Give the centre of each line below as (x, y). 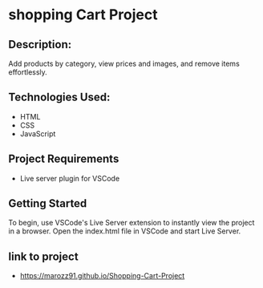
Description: (40, 45)
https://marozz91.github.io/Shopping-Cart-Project (102, 276)
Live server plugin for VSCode (70, 178)
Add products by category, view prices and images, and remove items (124, 63)
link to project (43, 256)
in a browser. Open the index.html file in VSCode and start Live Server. (125, 231)
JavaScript (38, 133)
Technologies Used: (59, 97)
